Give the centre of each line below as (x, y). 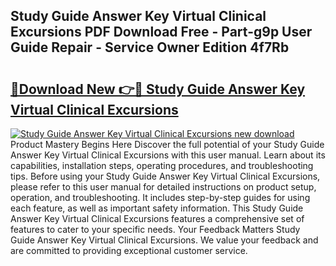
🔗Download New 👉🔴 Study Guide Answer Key (158, 89)
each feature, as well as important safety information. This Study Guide (157, 208)
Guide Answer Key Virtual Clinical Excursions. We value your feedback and (164, 240)
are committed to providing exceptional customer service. (129, 250)
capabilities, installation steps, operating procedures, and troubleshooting (162, 165)
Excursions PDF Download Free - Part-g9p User (161, 32)
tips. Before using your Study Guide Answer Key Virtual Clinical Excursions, (165, 176)
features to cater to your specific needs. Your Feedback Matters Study (155, 229)
